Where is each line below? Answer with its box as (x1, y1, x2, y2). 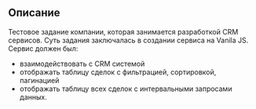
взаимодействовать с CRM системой (19, 59, 145, 68)
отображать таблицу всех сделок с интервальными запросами (19, 84, 232, 93)
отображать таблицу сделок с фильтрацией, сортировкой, (19, 67, 217, 77)
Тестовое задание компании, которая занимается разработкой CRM (8, 27, 239, 36)
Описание (8, 6, 60, 20)
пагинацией (19, 75, 60, 85)
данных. (19, 92, 47, 101)
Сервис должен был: (8, 43, 79, 53)
